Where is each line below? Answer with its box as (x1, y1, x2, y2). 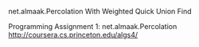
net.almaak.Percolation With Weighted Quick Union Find (8, 7, 193, 16)
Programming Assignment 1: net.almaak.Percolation (8, 22, 178, 31)
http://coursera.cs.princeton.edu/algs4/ (8, 31, 139, 39)
